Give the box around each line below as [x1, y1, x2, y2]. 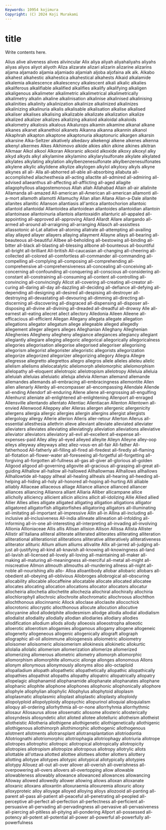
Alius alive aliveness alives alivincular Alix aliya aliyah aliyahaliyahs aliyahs [5, 59, 156, 65]
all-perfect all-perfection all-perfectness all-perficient [28, 798, 137, 805]
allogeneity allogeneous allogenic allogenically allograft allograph [5, 631, 138, 637]
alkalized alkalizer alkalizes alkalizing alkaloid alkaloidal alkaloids [5, 117, 137, 122]
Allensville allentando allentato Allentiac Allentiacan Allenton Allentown [5, 400, 149, 406]
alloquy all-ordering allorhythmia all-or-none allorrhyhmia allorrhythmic [5, 704, 150, 710]
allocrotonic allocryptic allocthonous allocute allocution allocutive [5, 604, 138, 610]
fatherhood [5, 447, 28, 453]
